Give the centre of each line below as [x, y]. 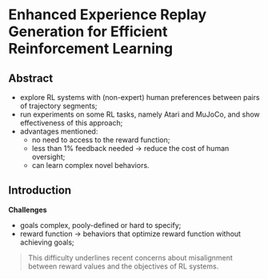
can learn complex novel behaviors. [90, 165]
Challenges [28, 209]
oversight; [48, 157]
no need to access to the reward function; [101, 140]
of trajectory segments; [58, 106]
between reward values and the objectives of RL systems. [123, 266]
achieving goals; [47, 242]
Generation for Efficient [88, 32]
